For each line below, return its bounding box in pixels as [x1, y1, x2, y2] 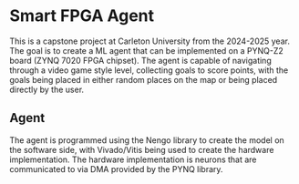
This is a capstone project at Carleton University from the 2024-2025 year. [9, 36, 290, 46]
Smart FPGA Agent [9, 5, 155, 26]
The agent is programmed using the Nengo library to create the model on [9, 134, 284, 146]
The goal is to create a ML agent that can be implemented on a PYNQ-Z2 [9, 45, 284, 56]
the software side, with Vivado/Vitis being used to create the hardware [9, 144, 274, 155]
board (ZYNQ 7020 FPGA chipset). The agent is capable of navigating [9, 55, 272, 66]
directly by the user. [9, 84, 85, 95]
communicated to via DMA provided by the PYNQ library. [9, 163, 223, 174]
